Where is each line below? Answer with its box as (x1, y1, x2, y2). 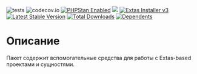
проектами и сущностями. (6, 61, 75, 68)
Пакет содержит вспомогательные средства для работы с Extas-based (6, 54, 192, 61)
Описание (6, 34, 60, 48)
